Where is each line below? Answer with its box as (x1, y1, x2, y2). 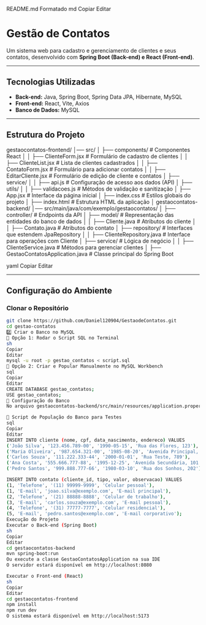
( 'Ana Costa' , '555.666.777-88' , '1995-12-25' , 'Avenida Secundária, (6, 460, 188, 466)
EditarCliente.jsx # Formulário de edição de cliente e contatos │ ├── (6, 172, 180, 180)
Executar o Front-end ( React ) (6, 573, 84, 579)
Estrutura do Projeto (6, 130, 85, 140)
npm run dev (6, 607, 37, 613)
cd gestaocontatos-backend (6, 545, 75, 551)
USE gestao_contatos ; (6, 392, 62, 398)
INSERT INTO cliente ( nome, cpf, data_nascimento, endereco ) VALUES (6, 437, 185, 443)
